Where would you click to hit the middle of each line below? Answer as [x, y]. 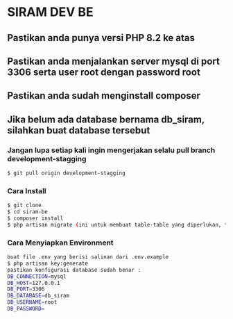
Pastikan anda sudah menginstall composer [104, 96]
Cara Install [27, 190]
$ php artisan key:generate [48, 263]
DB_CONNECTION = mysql [37, 276]
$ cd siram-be [28, 212]
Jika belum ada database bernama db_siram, [106, 119]
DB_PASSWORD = [26, 309]
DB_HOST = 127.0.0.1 [34, 283]
